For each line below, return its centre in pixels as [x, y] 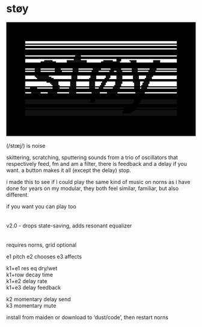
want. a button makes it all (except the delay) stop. [69, 170]
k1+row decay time [29, 275]
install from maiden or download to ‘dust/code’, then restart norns [87, 317]
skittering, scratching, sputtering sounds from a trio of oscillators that [92, 157]
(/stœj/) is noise [26, 146]
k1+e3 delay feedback [34, 288]
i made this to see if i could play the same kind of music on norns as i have [98, 182]
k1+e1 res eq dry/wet [32, 268]
